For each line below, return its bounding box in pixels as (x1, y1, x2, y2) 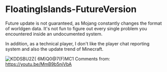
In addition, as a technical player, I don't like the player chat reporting (5, 40, 150, 46)
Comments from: (75, 55, 111, 61)
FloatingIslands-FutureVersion (5, 4, 137, 15)
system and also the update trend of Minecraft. (5, 46, 104, 52)
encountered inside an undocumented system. (5, 31, 103, 37)
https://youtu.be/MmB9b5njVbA (5, 61, 72, 67)
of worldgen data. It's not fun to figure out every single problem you (5, 25, 147, 31)
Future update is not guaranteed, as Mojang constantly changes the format (5, 20, 162, 26)
